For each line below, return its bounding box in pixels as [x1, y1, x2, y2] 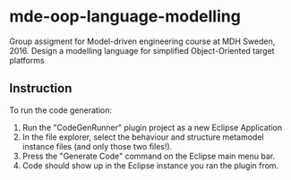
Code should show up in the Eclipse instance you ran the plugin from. [21, 159, 279, 171]
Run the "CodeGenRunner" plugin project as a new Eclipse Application [21, 122, 283, 133]
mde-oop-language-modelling [9, 6, 242, 27]
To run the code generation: [9, 105, 113, 116]
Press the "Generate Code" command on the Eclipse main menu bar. [21, 150, 276, 161]
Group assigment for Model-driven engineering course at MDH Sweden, [9, 36, 276, 47]
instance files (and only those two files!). [21, 141, 173, 151]
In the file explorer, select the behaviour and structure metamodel [21, 132, 264, 142]
